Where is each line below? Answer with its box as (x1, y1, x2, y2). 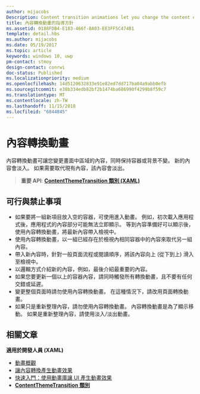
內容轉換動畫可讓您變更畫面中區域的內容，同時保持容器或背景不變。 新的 (6, 157, 185, 164)
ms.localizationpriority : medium (6, 75, 89, 81)
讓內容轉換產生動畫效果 (14, 367, 73, 374)
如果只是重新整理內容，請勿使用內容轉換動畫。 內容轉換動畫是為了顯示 (14, 303, 189, 310)
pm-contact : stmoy (6, 59, 52, 64)
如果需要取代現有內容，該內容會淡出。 (33, 165, 128, 172)
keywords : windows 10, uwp (6, 53, 73, 59)
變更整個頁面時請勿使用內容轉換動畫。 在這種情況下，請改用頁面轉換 (14, 288, 183, 295)
